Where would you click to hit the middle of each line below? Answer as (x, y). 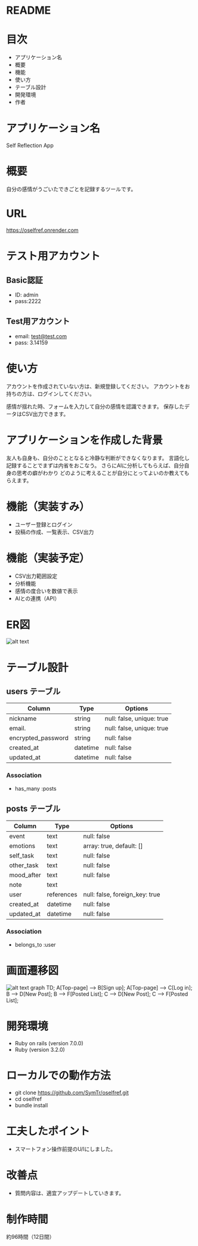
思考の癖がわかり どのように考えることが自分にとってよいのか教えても (103, 473)
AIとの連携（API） (37, 598)
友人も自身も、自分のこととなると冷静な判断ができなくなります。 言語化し (98, 458)
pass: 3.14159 (31, 342)
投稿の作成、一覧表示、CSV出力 (54, 532)
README (29, 10)
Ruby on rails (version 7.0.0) (49, 1043)
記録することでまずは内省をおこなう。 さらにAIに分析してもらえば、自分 (95, 465)
